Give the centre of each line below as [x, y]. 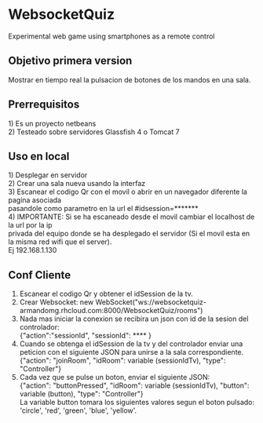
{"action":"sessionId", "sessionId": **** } [85, 336]
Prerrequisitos [44, 105]
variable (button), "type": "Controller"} [81, 394]
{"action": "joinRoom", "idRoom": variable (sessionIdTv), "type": [122, 361]
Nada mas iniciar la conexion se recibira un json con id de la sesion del [134, 319]
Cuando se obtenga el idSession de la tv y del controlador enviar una [131, 344]
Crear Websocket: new [57, 302]
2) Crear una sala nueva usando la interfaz [77, 184]
